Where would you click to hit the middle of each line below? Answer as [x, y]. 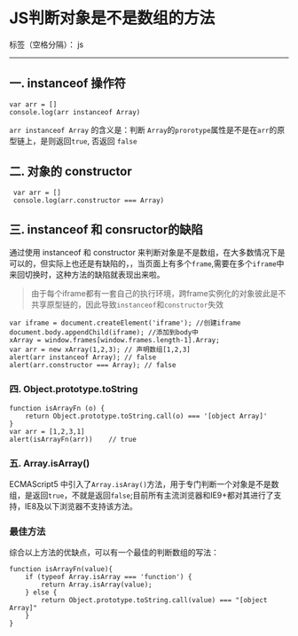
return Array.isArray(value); [97, 585]
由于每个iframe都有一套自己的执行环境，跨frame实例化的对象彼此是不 [158, 294]
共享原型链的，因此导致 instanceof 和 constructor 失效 [127, 305]
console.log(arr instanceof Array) [75, 112]
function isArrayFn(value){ [61, 569]
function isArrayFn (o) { [57, 408]
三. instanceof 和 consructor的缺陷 [106, 229]
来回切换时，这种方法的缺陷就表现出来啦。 [87, 275]
